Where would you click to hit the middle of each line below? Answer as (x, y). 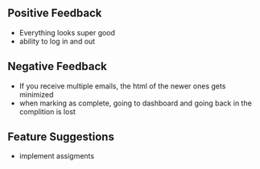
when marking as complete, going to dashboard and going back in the (136, 103)
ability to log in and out (57, 41)
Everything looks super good (67, 32)
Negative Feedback (58, 66)
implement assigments (56, 156)
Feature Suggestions (61, 137)
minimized (36, 94)
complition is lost (47, 111)
